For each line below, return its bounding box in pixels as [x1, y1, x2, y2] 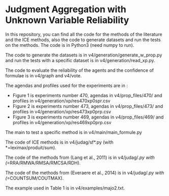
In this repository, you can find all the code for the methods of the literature [5, 31, 162, 37]
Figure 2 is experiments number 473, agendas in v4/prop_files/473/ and [12, 103, 163, 109]
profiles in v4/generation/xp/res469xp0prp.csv [12, 119, 112, 125]
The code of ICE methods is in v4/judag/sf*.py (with [5, 139, 114, 145]
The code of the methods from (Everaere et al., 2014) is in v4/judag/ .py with [5, 170, 164, 176]
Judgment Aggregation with [5, 4, 126, 15]
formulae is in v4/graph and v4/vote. [5, 72, 82, 78]
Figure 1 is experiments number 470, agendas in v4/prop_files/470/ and [12, 92, 162, 98]
